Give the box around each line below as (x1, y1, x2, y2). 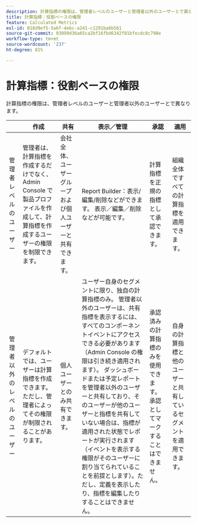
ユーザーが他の (87, 401, 129, 409)
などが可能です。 (81, 213, 128, 221)
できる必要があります (81, 339, 141, 347)
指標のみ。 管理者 (87, 295, 137, 303)
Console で (22, 186, 53, 194)
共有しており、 (93, 392, 134, 400)
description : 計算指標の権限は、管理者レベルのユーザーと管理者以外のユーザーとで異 (6, 8, 189, 15)
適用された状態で (81, 427, 129, 435)
